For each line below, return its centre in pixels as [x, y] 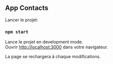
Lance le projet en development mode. [44, 42]
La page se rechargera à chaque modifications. [53, 57]
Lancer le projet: [22, 20]
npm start [17, 32]
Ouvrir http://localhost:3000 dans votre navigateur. [56, 47]
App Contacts [27, 8]
